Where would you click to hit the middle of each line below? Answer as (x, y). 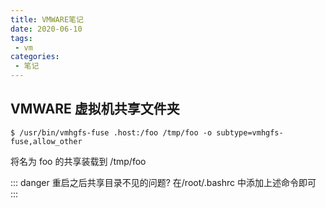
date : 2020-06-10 (46, 29)
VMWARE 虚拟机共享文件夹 (95, 109)
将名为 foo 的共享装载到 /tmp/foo (78, 161)
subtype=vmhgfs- (250, 132)
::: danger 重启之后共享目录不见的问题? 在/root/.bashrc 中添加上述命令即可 (163, 182)
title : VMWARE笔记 (47, 19)
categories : (35, 57)
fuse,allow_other (46, 141)
